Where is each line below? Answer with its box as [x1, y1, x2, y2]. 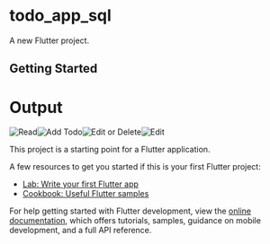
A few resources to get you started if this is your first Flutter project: [9, 161, 261, 172]
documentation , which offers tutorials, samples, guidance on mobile [9, 215, 261, 226]
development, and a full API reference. [9, 225, 152, 236]
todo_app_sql [9, 5, 112, 26]
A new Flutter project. [9, 35, 90, 46]
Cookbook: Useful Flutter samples [22, 188, 149, 199]
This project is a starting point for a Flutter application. [9, 144, 211, 155]
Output [9, 97, 63, 118]
